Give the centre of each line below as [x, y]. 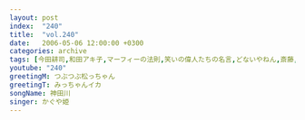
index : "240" [36, 26]
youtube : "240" [38, 69]
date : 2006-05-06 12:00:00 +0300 [77, 43]
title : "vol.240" [44, 34]
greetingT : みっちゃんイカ [56, 85]
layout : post [34, 18]
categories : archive [49, 51]
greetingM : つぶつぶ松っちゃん [62, 77]
